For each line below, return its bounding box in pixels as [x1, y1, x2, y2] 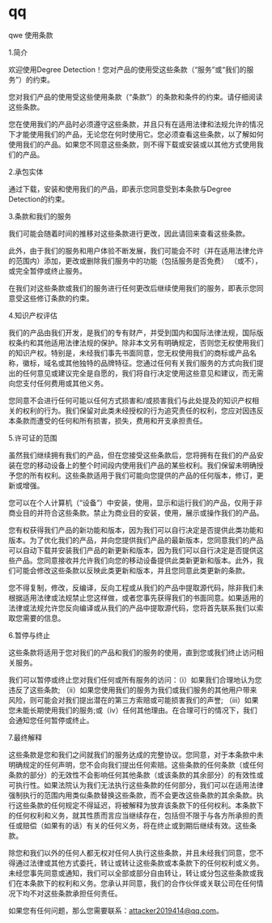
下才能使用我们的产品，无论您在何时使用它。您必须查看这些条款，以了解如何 [8, 129, 264, 139]
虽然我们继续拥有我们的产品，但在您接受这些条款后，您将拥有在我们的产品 [8, 450, 257, 460]
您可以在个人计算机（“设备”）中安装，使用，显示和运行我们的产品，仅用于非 [8, 497, 263, 508]
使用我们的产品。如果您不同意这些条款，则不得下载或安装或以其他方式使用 [8, 139, 257, 149]
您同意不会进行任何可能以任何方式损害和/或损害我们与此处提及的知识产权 [8, 395, 253, 405]
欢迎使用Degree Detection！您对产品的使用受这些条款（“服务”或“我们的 [8, 64, 247, 74]
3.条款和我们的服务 [8, 211, 72, 221]
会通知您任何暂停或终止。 [8, 715, 94, 725]
